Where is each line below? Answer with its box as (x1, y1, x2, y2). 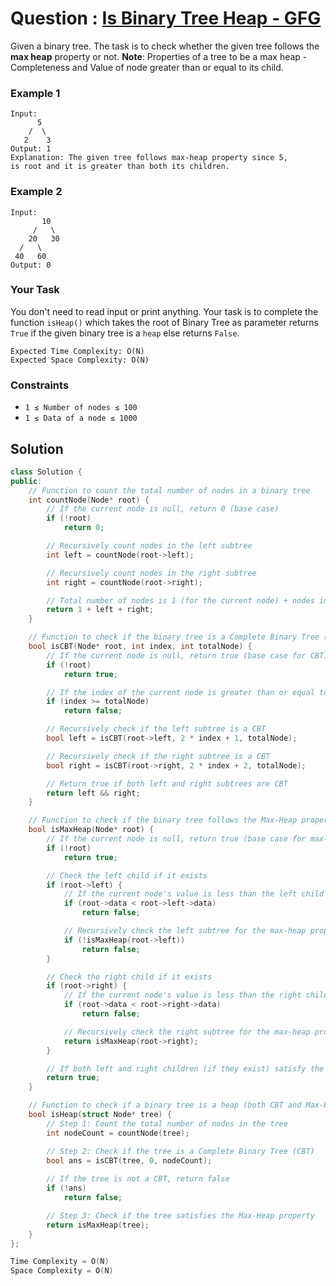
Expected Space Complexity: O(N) (10, 355, 150, 365)
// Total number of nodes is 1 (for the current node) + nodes (46, 595, 315, 606)
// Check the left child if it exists (46, 870, 208, 881)
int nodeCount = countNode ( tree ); (46, 1128, 190, 1138)
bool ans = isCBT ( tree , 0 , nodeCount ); (46, 1155, 213, 1166)
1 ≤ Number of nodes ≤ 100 (24, 403, 138, 413)
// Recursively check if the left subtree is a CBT (46, 724, 267, 734)
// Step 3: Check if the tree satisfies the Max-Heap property (46, 1210, 315, 1221)
